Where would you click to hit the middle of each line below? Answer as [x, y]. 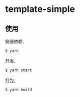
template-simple [40, 9]
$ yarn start [19, 70]
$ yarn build [19, 90]
